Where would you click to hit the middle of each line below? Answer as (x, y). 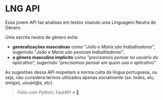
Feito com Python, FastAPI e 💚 (48, 92)
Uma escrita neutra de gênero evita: (42, 37)
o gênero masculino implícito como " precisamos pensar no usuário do (85, 57)
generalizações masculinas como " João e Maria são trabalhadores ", (84, 47)
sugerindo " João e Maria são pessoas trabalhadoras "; (68, 52)
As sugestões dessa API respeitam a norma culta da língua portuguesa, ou (81, 72)
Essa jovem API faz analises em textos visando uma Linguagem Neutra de (81, 22)
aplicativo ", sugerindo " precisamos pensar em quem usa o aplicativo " (84, 62)
